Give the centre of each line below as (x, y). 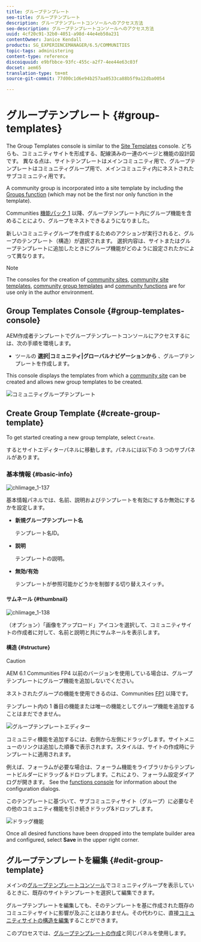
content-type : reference (37, 56)
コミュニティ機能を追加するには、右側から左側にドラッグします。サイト (95, 739)
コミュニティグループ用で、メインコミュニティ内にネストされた (116, 169)
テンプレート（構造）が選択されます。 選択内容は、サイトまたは (101, 241)
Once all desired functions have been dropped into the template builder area (100, 833)
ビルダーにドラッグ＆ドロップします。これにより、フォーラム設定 (97, 775)
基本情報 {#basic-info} (40, 474)
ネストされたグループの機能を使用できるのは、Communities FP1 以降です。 (99, 694)
